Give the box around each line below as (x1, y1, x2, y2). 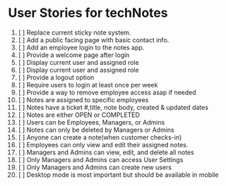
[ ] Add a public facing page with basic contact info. (18, 35, 169, 44)
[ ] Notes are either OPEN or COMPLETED (18, 111, 141, 119)
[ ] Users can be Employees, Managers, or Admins (18, 118, 165, 126)
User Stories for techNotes (8, 5, 168, 21)
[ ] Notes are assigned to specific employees (18, 95, 149, 104)
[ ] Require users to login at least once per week (18, 80, 158, 89)
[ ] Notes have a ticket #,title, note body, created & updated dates (18, 103, 209, 111)
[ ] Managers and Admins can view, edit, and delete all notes (18, 148, 195, 156)
